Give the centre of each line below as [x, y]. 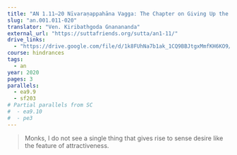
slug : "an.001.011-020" [42, 20]
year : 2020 [23, 72]
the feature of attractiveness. [67, 145]
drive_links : [26, 40]
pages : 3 [20, 79]
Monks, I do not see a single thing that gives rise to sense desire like [124, 138]
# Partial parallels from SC [50, 105]
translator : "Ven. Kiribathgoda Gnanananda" [74, 27]
